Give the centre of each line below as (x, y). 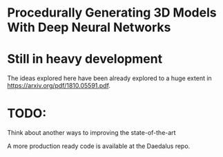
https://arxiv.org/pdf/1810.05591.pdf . (59, 86)
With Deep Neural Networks (89, 27)
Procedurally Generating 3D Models (112, 13)
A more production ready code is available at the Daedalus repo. (99, 146)
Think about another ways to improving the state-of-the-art (91, 133)
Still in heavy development (85, 59)
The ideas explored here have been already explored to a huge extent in (109, 78)
